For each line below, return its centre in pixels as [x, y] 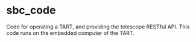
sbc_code [31, 10]
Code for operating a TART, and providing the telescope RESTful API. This [98, 27]
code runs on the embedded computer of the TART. [70, 33]
